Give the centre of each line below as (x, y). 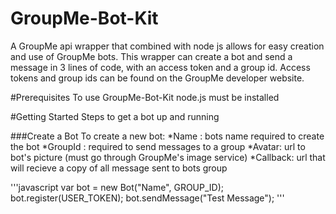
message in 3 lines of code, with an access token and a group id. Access (160, 67)
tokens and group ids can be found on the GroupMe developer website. (157, 78)
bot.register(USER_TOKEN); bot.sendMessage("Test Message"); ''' (147, 198)
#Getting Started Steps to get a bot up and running (115, 116)
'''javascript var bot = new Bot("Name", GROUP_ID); (117, 187)
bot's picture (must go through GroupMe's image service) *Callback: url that (168, 157)
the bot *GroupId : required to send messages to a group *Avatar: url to (158, 146)
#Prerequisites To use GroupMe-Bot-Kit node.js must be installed (145, 97)
